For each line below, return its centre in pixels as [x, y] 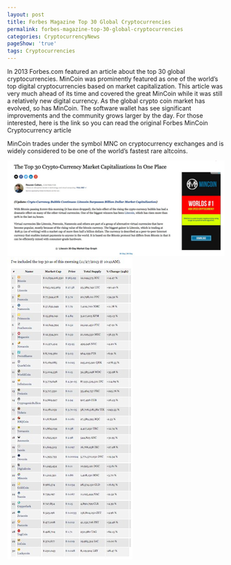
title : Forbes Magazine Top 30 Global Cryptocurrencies [89, 22]
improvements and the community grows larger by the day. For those [105, 115]
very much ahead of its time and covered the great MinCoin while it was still [115, 94]
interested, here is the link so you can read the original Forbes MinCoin [108, 123]
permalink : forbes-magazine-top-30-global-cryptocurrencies [96, 29]
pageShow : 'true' [32, 44]
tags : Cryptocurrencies [41, 51]
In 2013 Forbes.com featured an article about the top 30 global [96, 71]
